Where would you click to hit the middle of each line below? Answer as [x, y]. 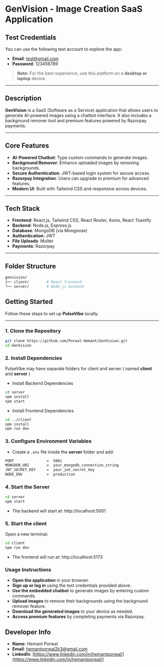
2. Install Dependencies [34, 358]
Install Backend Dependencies [42, 383]
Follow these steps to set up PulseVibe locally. [52, 313]
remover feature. [29, 606]
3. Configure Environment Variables [48, 441]
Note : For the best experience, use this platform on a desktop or [82, 73]
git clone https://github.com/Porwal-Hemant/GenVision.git [66, 341]
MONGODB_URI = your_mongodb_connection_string [62, 465]
